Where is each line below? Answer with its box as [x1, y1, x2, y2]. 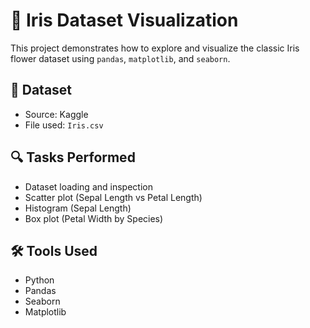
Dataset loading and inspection [24, 180, 153, 193]
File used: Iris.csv [24, 119, 104, 131]
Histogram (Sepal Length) [24, 202, 132, 214]
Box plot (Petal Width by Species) [24, 212, 164, 224]
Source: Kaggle [24, 108, 89, 120]
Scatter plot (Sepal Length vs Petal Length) [24, 191, 203, 203]
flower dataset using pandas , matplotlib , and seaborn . [10, 52, 231, 64]
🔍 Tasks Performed [10, 149, 136, 166]
